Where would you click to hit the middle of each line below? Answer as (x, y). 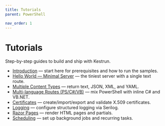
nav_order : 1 (19, 23)
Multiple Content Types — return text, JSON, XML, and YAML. (76, 86)
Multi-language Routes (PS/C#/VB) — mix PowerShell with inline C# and (86, 92)
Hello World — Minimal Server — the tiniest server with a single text (82, 76)
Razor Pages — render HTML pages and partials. (62, 113)
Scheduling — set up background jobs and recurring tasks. (73, 118)
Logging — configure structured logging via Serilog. (66, 108)
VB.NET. (21, 97)
